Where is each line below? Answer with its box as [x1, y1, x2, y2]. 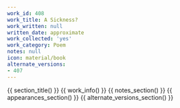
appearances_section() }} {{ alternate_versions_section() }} [7, 93, 174, 101]
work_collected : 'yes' [7, 36, 72, 42]
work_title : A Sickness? [7, 16, 78, 23]
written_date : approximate [7, 29, 85, 36]
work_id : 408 [7, 10, 45, 17]
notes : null [7, 49, 41, 55]
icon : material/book [7, 55, 67, 62]
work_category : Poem [7, 42, 67, 49]
